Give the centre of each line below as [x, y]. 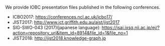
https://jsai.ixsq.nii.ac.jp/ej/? [131, 27]
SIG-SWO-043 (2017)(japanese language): [56, 27]
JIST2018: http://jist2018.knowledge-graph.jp [59, 38]
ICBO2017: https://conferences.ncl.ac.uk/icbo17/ [62, 17]
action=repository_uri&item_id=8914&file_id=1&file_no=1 [70, 33]
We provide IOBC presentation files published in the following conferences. [83, 7]
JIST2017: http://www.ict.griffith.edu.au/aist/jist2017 [66, 22]
